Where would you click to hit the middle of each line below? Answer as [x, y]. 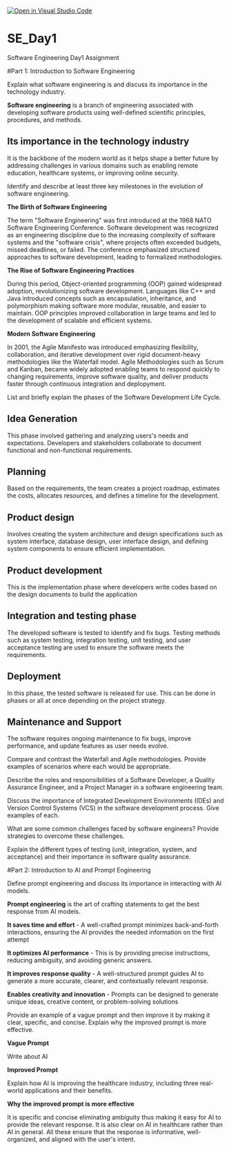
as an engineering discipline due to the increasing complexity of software [111, 235]
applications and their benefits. [69, 1091]
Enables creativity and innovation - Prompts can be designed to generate [113, 995]
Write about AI [28, 1057]
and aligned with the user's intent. [87, 1140]
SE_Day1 [32, 39]
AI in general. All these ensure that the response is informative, [97, 1132]
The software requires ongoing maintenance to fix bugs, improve [99, 739]
